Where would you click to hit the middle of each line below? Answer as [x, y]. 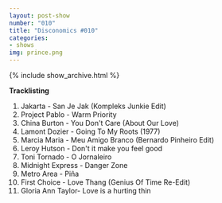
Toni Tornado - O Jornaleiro [66, 157]
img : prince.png [36, 53]
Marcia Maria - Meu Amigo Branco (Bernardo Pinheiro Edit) [117, 140]
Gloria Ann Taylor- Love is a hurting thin [86, 191]
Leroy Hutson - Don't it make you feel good [91, 148]
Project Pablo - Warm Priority [69, 115]
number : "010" [33, 23]
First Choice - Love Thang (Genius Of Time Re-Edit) [105, 182]
